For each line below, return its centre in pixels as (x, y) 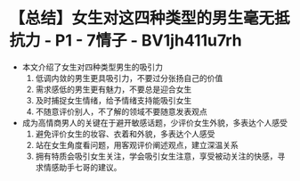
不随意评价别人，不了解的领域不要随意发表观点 (121, 111)
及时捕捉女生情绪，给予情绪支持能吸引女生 (114, 100)
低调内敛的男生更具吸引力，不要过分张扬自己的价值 (129, 78)
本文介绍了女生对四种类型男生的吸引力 (92, 67)
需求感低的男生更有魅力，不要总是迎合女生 (114, 89)
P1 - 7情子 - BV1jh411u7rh (148, 41)
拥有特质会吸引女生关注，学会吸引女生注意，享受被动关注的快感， (156, 156)
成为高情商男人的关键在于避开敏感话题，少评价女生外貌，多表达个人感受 (154, 122)
